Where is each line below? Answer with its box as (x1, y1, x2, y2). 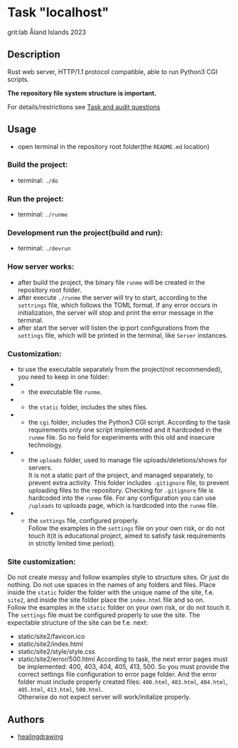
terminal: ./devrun (17, 244, 71, 253)
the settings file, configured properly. (28, 516, 140, 525)
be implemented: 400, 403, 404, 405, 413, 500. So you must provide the (17, 663, 229, 671)
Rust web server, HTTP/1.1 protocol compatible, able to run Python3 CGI (7, 67, 218, 76)
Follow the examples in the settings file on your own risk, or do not (28, 524, 225, 533)
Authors (7, 713, 45, 725)
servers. (28, 464, 53, 472)
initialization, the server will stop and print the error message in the (17, 308, 214, 317)
